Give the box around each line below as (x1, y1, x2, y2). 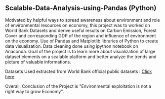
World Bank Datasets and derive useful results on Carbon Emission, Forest (5, 27, 157, 33)
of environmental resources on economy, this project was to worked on (5, 22, 150, 28)
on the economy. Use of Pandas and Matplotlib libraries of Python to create (5, 38, 159, 44)
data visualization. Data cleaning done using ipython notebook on (5, 43, 138, 49)
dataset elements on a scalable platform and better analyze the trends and (5, 54, 157, 60)
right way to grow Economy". (5, 88, 64, 94)
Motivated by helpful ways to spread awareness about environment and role (5, 17, 161, 23)
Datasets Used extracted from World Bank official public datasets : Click (5, 68, 152, 74)
